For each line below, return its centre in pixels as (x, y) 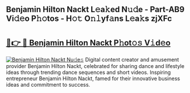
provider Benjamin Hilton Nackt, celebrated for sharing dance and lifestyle (95, 66)
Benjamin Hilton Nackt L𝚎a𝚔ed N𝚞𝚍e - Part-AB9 (95, 10)
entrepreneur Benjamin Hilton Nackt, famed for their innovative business (93, 78)
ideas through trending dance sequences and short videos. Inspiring (89, 72)
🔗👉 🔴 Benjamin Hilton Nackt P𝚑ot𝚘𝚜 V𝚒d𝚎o (88, 43)
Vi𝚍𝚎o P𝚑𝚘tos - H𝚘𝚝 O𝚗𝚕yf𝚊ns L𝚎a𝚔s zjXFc (89, 19)
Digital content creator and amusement (132, 60)
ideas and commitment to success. (48, 85)
